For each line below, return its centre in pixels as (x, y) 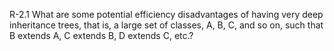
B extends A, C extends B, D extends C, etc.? (101, 35)
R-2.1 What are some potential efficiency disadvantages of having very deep (166, 14)
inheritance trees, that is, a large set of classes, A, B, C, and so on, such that (166, 25)
